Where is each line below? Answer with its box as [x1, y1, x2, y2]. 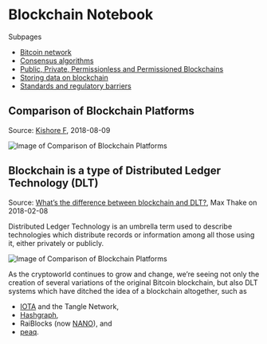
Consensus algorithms [19, 56, 94, 65]
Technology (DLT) [8, 177, 99, 190]
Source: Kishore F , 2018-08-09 [8, 125, 111, 135]
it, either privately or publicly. [8, 238, 104, 248]
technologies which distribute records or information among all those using [8, 229, 255, 240]
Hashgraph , [19, 310, 59, 319]
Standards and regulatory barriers [19, 81, 132, 91]
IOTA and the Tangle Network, [19, 301, 120, 311]
